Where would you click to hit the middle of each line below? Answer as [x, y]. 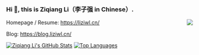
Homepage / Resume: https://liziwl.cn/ [53, 22]
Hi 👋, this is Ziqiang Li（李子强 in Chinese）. [70, 9]
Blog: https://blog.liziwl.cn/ [39, 34]
